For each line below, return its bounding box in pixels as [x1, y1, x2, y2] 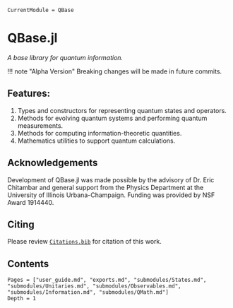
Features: [7, 88, 51, 100]
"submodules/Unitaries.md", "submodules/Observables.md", [7, 283, 181, 290]
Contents [7, 258, 49, 270]
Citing [7, 218, 35, 230]
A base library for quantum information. [7, 53, 124, 61]
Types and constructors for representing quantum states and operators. [17, 106, 227, 114]
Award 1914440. [7, 198, 54, 206]
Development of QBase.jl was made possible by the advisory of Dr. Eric [7, 175, 215, 184]
